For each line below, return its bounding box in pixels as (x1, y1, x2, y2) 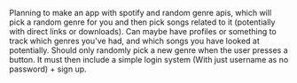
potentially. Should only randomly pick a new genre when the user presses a (9, 45, 288, 56)
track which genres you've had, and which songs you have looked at (9, 35, 260, 46)
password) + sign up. (9, 64, 87, 74)
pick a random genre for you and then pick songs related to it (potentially (9, 17, 276, 27)
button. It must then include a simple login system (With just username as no (9, 55, 289, 64)
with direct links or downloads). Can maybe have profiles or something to (9, 26, 277, 36)
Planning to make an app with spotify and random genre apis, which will (9, 8, 272, 18)
